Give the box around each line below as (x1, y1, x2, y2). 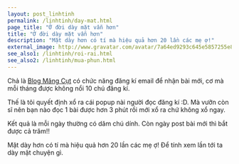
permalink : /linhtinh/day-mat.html (7, 17, 113, 24)
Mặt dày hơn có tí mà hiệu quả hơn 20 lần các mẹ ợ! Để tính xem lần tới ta (7, 140, 223, 149)
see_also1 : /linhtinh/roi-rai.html (7, 51, 113, 58)
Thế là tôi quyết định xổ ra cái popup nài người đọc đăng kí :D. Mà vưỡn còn (7, 98, 229, 106)
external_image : (7, 43, 55, 51)
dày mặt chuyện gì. (7, 148, 64, 157)
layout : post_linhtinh (7, 10, 75, 18)
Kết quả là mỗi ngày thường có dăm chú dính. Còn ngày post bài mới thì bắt (7, 119, 228, 128)
